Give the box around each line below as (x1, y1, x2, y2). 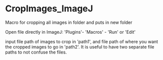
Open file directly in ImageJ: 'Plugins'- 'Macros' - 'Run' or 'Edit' (5, 29, 136, 35)
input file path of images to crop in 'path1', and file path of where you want (5, 38, 158, 45)
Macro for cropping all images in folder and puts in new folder (5, 19, 132, 25)
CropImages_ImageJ (5, 3, 93, 14)
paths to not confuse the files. (5, 49, 67, 55)
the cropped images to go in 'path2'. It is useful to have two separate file (5, 44, 154, 50)
